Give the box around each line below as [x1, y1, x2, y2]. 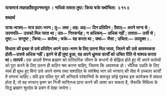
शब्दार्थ [5, 15, 15, 20]
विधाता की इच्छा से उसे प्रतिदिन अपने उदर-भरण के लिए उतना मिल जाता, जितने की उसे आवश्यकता [5, 46, 156, 52]
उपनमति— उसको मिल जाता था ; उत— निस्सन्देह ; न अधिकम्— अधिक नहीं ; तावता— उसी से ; [5, 30, 156, 36]
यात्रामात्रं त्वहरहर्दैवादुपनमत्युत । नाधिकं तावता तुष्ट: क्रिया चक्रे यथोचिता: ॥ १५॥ [5, 5, 130, 10]
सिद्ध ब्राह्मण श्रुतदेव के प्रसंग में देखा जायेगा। [5, 85, 71, 91]
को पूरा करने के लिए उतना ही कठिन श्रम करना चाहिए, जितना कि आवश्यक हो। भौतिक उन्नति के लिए [5, 63, 160, 68]
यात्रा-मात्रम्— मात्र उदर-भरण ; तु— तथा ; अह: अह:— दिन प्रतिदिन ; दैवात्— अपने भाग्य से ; [5, 25, 151, 30]
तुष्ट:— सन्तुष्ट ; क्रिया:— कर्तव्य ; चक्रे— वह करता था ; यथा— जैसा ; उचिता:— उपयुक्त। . [5, 36, 152, 42]
